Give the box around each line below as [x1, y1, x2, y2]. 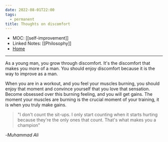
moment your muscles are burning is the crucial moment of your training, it [5, 96, 159, 103]
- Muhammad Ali [5, 132, 39, 138]
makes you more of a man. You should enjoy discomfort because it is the [5, 66, 155, 72]
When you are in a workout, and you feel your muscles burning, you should [5, 81, 160, 87]
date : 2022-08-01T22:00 [5, 7, 55, 13]
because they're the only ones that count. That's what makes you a [17, 117, 156, 123]
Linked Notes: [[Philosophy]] [12, 41, 71, 47]
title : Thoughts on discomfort [5, 21, 70, 27]
